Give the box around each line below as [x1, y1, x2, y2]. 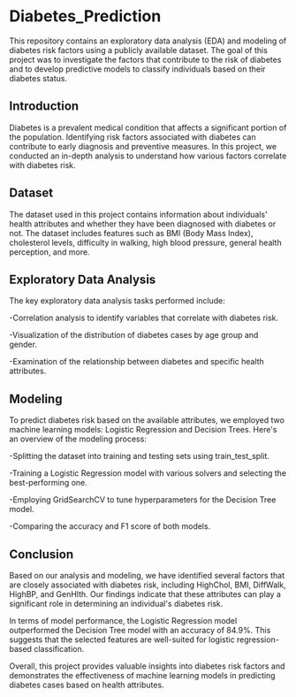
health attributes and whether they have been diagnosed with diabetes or [9, 218, 277, 229]
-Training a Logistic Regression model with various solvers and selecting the [9, 468, 287, 479]
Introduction [9, 99, 80, 114]
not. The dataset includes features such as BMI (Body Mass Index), [9, 227, 254, 238]
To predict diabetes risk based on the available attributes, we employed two [9, 415, 285, 425]
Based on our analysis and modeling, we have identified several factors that [9, 571, 285, 580]
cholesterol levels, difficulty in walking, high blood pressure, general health [9, 237, 282, 248]
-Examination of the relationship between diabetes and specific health [9, 356, 265, 367]
